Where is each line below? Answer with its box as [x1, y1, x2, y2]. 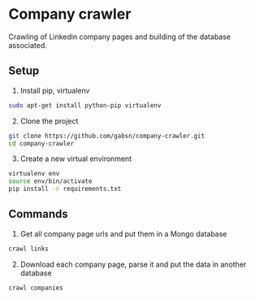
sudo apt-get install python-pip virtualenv [8, 101, 162, 110]
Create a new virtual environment [19, 154, 132, 163]
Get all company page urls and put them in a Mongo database [19, 228, 227, 238]
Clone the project [19, 115, 79, 126]
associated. [8, 40, 47, 50]
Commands [8, 207, 69, 221]
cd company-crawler [8, 139, 75, 147]
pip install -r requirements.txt [8, 185, 122, 193]
